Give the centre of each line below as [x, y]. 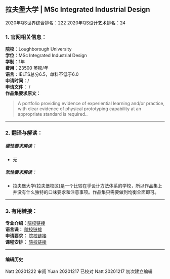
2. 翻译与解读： [24, 133]
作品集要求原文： [23, 94]
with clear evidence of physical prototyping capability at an [79, 109]
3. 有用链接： [21, 211]
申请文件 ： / [18, 87]
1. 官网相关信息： [26, 37]
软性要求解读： [21, 172]
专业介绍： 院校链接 [25, 223]
